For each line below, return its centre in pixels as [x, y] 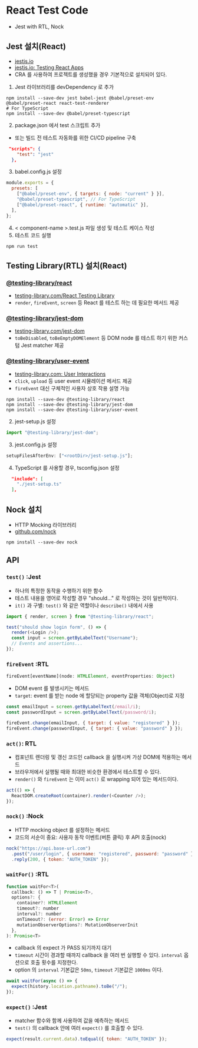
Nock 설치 [24, 510]
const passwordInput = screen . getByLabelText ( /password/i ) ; [82, 712]
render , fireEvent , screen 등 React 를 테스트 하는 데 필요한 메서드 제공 [97, 303]
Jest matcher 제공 [42, 346]
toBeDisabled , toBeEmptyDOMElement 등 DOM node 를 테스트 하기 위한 [96, 338]
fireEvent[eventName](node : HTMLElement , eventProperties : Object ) [91, 676]
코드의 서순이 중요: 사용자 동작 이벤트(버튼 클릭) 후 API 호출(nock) [90, 837]
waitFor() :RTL [27, 874]
